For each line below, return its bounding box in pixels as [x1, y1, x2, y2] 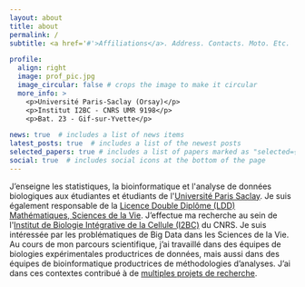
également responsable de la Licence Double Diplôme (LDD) [9, 200, 236, 211]
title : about [9, 22, 59, 31]
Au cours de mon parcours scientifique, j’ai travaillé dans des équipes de [9, 238, 281, 250]
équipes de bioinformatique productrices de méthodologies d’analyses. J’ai [9, 258, 290, 269]
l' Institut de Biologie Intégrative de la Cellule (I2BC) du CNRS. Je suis [9, 219, 267, 230]
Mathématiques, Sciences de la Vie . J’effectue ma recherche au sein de [9, 210, 278, 221]
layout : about [9, 13, 64, 23]
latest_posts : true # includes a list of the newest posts [9, 139, 242, 148]
